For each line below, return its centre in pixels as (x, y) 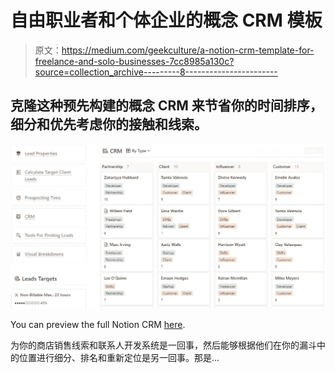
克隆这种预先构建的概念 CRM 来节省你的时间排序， (166, 106)
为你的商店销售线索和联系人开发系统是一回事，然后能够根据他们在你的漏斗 (163, 345)
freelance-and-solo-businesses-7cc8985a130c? (134, 61)
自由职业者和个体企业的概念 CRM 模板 (166, 20)
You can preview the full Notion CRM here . (98, 325)
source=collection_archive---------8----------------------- (156, 72)
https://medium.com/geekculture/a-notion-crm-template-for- (188, 50)
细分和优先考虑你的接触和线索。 (109, 124)
